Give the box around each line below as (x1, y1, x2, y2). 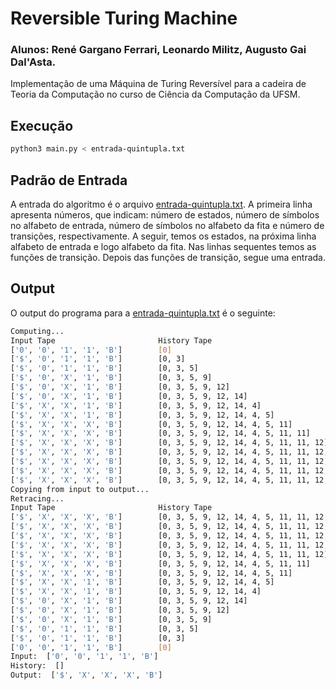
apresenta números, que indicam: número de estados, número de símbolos (10, 208, 320, 221)
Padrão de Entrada (10, 172, 128, 189)
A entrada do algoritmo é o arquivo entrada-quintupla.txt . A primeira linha (10, 198, 313, 210)
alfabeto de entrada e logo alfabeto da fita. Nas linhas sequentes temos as (10, 240, 317, 252)
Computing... (10, 326, 65, 336)
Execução (10, 117, 74, 134)
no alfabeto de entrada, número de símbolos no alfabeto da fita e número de (10, 219, 325, 231)
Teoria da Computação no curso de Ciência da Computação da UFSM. (10, 88, 301, 101)
